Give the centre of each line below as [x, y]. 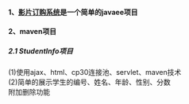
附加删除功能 [29, 92]
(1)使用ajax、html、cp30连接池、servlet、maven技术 [95, 72]
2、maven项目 [33, 32]
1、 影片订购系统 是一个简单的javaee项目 [73, 12]
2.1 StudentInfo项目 [41, 50]
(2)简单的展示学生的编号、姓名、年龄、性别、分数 [89, 82]
